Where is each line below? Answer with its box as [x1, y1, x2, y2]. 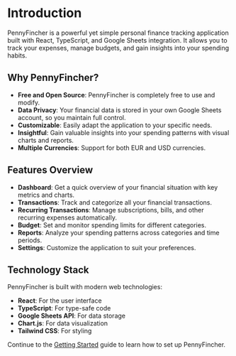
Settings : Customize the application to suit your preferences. [17, 243, 196, 252]
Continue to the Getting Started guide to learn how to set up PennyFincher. [7, 340, 225, 349]
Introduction [7, 5, 82, 21]
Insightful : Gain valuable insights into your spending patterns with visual [17, 128, 230, 136]
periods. [17, 236, 43, 244]
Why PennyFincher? [7, 72, 99, 84]
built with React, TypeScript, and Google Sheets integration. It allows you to [7, 36, 228, 44]
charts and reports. [17, 136, 74, 144]
